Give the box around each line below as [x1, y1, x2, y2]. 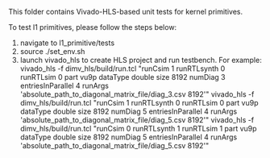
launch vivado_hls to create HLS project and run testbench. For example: [19, 56, 262, 64]
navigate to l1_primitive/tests [19, 38, 115, 48]
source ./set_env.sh [19, 47, 85, 56]
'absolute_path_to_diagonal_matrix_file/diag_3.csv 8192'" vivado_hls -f [19, 89, 255, 99]
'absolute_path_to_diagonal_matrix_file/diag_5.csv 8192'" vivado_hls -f [19, 115, 255, 124]
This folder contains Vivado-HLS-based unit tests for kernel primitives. [8, 7, 243, 16]
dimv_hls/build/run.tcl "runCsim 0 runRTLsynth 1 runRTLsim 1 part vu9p [19, 124, 257, 133]
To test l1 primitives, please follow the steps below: [8, 23, 177, 31]
